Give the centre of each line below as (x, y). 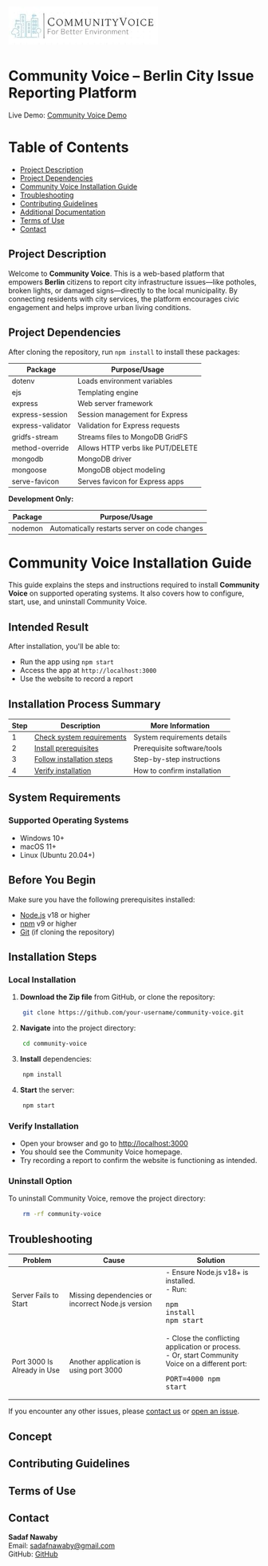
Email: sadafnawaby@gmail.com (62, 1546)
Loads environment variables (125, 381)
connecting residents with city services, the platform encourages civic (124, 299)
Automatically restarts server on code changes (126, 528)
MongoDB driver (104, 459)
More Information (180, 725)
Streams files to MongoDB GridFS (133, 436)
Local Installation (42, 979)
